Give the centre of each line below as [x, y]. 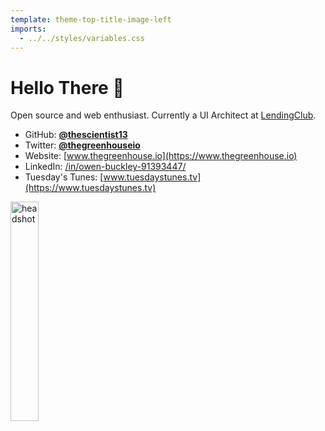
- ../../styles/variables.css [82, 38]
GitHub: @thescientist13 [76, 135]
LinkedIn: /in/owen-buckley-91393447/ [105, 167]
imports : [28, 29]
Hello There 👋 [67, 87]
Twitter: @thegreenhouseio [82, 145]
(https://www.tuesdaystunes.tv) [90, 188]
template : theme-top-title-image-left [91, 19]
